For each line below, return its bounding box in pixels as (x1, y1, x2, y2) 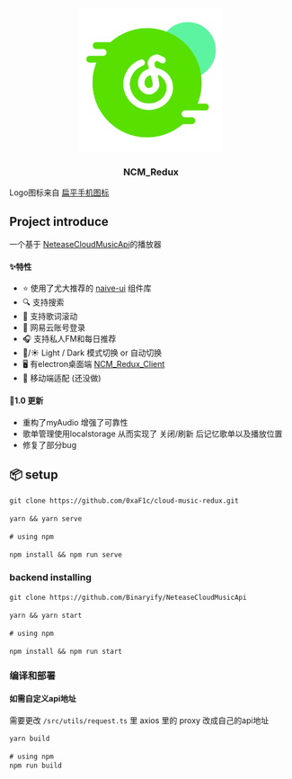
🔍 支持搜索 (22, 297, 65, 308)
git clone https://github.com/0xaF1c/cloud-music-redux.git (9, 497, 240, 506)
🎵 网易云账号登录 (22, 322, 85, 333)
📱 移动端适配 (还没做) (22, 372, 102, 384)
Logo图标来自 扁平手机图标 (9, 187, 110, 198)
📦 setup (9, 467, 58, 482)
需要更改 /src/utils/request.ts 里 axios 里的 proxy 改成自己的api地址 (9, 714, 270, 726)
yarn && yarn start (9, 611, 83, 620)
